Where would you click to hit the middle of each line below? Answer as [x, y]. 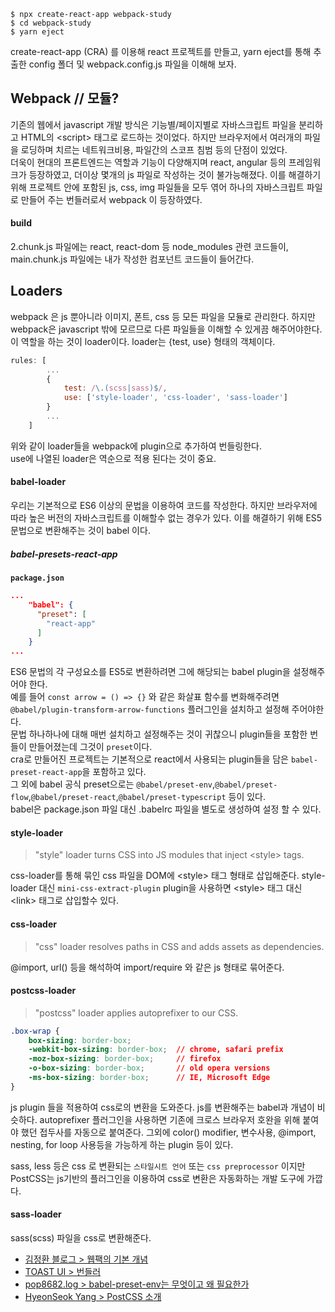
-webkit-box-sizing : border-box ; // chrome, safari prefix [156, 1050]
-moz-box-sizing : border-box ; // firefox [125, 1059]
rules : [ [28, 360]
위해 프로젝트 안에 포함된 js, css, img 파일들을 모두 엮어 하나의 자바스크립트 [157, 187]
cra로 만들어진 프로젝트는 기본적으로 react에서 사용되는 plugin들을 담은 [149, 759]
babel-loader [38, 482]
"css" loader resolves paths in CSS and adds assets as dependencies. [179, 946]
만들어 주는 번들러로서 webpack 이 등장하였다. [111, 199]
